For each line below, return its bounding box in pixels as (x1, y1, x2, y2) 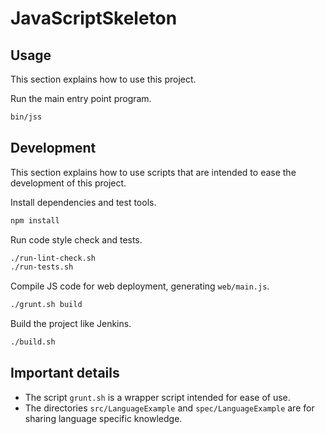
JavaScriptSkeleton (10, 7, 178, 30)
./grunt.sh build (10, 300, 83, 310)
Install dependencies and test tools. (10, 196, 157, 208)
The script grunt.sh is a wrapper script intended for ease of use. (24, 391, 291, 403)
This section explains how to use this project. (10, 73, 197, 85)
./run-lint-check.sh (10, 253, 97, 263)
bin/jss (10, 112, 43, 122)
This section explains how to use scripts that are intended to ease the (10, 166, 297, 178)
